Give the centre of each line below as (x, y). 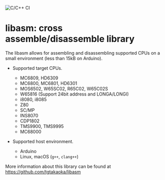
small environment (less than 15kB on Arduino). (54, 58)
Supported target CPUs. (37, 68)
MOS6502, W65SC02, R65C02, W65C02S (64, 88)
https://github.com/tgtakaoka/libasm (43, 171)
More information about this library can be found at (58, 166)
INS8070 (29, 115)
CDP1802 (30, 121)
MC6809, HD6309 (39, 78)
